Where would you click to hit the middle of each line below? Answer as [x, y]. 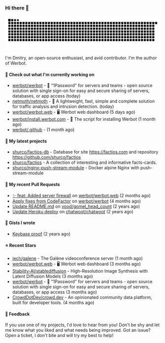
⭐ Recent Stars [21, 245]
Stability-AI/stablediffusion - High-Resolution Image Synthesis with [80, 271]
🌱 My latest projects [26, 141]
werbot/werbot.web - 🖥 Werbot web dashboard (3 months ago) [77, 264]
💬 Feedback [17, 314]
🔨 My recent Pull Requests [33, 185]
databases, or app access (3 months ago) [55, 292]
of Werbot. [16, 63]
